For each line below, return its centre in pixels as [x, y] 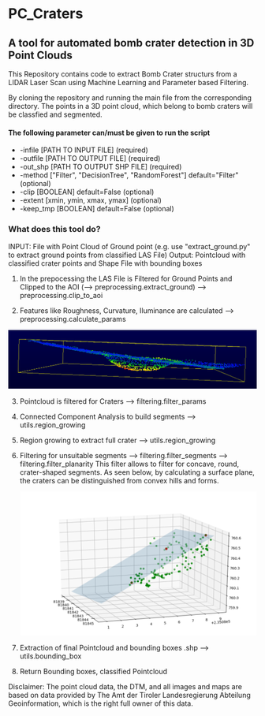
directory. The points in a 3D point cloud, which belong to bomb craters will [131, 106]
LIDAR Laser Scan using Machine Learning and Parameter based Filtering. [129, 82]
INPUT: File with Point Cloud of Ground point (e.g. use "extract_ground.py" [129, 246]
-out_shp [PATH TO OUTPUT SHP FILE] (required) [101, 167]
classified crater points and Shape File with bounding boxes [105, 263]
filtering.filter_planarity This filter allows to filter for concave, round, [129, 464]
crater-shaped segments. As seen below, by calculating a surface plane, [137, 472]
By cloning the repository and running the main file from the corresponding [130, 98]
